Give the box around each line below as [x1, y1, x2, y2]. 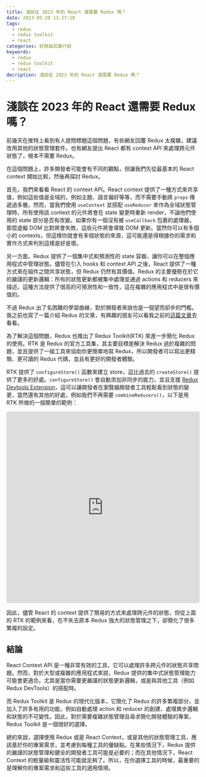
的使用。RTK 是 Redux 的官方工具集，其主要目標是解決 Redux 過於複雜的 [6, 340, 191, 347]
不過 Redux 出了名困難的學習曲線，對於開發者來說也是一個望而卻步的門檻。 [6, 304, 197, 312]
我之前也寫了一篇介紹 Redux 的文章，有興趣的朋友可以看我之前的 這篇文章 [6, 312, 192, 319]
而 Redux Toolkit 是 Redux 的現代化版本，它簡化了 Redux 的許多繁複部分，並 [6, 697, 200, 705]
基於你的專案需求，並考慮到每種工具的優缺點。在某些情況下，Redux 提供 [11, 741, 196, 748]
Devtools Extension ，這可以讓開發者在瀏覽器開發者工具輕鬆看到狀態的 [6, 384, 184, 391]
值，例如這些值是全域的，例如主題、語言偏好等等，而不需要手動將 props [6, 194, 188, 201]
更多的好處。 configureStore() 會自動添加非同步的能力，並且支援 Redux [17, 376, 198, 383]
